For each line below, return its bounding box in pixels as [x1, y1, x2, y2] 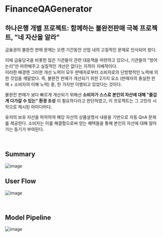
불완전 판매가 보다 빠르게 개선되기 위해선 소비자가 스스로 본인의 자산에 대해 [5, 92, 146, 98]
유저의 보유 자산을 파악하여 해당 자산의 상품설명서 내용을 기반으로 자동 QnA [5, 114, 147, 120]
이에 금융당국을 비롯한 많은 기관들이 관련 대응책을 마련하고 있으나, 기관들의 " [5, 57, 150, 63]
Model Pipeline [5, 214, 51, 222]
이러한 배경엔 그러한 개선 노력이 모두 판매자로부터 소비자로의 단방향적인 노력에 [5, 69, 153, 75]
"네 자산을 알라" [14, 33, 60, 41]
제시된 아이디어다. [18, 104, 52, 110]
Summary [5, 150, 36, 158]
